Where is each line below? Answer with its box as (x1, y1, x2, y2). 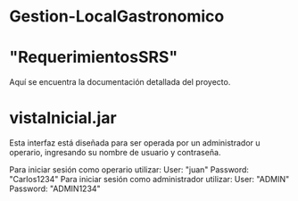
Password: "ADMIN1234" (9, 183, 101, 194)
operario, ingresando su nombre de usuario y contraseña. (9, 147, 221, 158)
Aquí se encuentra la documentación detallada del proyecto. (9, 77, 231, 88)
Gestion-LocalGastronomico (9, 6, 225, 27)
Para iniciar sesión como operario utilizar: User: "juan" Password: (9, 164, 250, 175)
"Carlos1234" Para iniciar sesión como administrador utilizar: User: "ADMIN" (9, 174, 290, 185)
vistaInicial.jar (9, 108, 118, 129)
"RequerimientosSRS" (9, 47, 178, 68)
